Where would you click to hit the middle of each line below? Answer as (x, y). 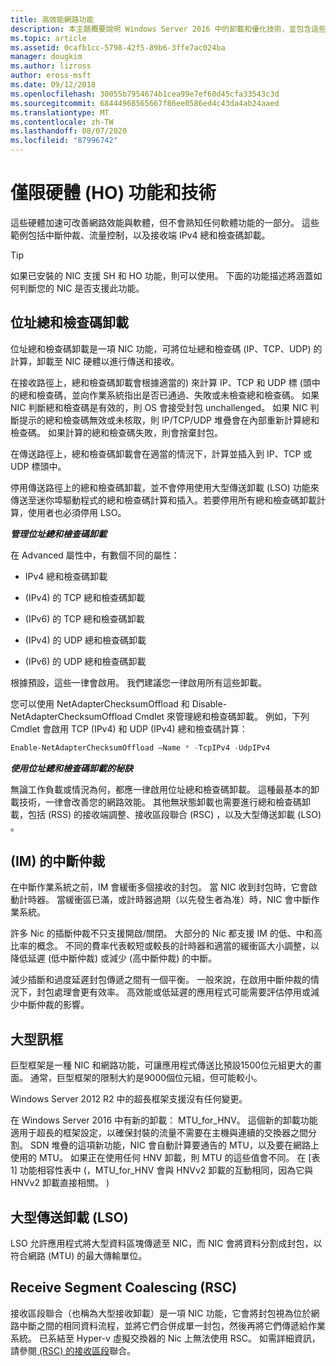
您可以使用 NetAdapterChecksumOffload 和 (100, 703)
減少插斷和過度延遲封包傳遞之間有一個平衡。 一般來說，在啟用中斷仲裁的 (160, 980)
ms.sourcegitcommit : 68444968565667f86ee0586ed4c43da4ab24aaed (145, 103)
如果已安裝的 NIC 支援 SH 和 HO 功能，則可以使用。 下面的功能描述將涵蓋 (162, 275)
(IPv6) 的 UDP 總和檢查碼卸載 (85, 661)
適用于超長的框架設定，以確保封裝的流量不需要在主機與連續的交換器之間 (159, 1133)
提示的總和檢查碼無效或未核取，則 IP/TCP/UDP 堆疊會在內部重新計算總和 (169, 420)
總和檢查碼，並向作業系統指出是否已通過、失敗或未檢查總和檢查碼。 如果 (169, 395)
